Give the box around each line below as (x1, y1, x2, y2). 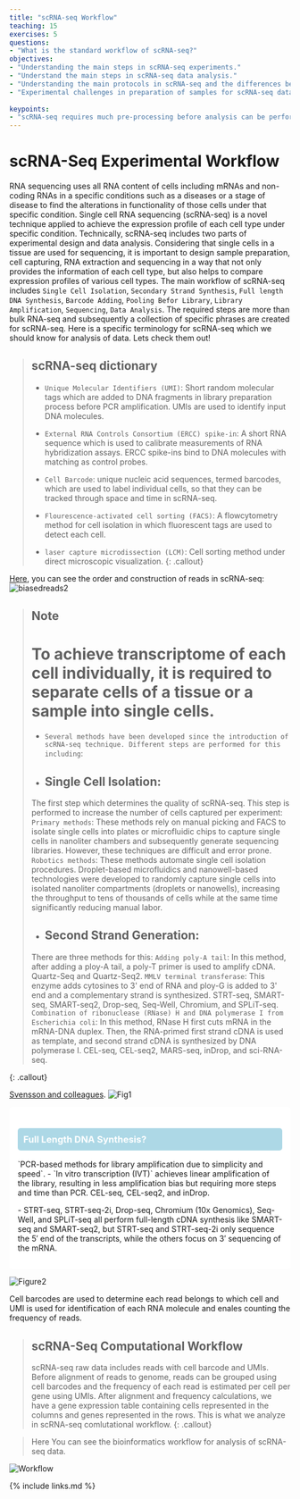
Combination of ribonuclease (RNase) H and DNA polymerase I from (30, 1009, 284, 1017)
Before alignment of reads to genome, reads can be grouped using (30, 1371, 277, 1382)
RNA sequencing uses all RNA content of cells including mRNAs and (9, 180, 261, 192)
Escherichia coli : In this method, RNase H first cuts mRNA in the (30, 1016, 272, 1027)
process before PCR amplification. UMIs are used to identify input (44, 401, 286, 412)
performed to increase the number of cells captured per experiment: (30, 808, 283, 818)
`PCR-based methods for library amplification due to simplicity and (17, 1159, 263, 1170)
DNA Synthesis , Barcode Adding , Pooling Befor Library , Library (9, 295, 243, 306)
